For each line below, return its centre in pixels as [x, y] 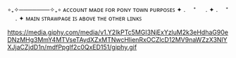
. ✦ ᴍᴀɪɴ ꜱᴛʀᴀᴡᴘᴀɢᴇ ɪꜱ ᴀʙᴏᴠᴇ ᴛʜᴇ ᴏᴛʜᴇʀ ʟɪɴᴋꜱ [79, 18]
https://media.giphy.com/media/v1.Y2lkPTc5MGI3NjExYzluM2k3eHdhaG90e [118, 32]
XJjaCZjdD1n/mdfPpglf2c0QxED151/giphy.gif [72, 47]
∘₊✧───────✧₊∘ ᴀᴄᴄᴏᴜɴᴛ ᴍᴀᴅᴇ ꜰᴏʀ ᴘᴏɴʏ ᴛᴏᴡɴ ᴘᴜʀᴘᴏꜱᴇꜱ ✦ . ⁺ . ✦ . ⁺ [118, 9]
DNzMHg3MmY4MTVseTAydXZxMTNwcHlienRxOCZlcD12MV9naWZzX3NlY [117, 39]
